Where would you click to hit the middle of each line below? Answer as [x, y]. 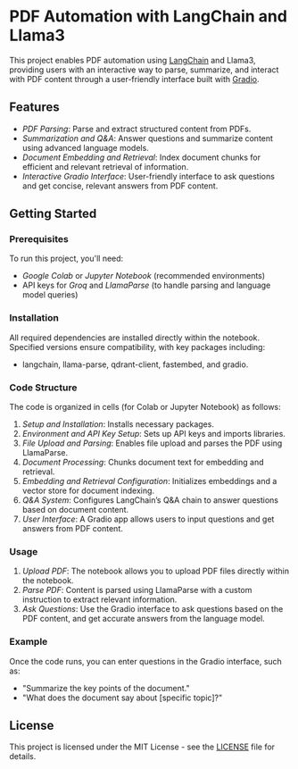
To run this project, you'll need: [66, 259]
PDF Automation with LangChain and [149, 17]
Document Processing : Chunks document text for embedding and [143, 463]
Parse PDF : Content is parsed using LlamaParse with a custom [137, 590]
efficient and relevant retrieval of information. [105, 166]
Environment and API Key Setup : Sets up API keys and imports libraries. [153, 434]
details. [23, 756]
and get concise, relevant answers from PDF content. [120, 186]
